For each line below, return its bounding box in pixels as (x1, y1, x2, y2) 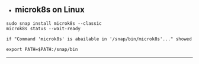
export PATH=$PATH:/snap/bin (6, 46, 78, 52)
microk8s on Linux (14, 5, 85, 15)
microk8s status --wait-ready (6, 25, 81, 31)
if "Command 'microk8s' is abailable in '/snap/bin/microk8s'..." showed (6, 36, 192, 42)
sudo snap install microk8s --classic (6, 20, 102, 26)
